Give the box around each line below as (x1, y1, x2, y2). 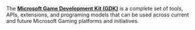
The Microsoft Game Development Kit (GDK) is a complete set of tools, (6, 5, 184, 12)
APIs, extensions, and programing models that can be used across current (6, 11, 190, 18)
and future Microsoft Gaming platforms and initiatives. (6, 18, 139, 24)
